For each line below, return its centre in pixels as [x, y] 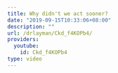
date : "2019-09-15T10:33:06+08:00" [59, 20]
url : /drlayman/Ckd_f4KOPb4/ [50, 33]
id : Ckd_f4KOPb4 [44, 53]
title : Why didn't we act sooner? [58, 14]
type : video [25, 59]
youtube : [26, 46]
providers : [23, 40]
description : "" [31, 26]
